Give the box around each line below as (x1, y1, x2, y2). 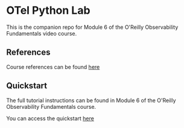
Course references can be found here (6, 63, 100, 70)
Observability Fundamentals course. (6, 103, 97, 110)
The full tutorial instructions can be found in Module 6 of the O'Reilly (6, 97, 176, 104)
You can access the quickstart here (6, 115, 95, 122)
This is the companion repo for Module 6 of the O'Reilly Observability (6, 23, 179, 31)
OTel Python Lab (6, 4, 90, 17)
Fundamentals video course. (6, 29, 77, 37)
